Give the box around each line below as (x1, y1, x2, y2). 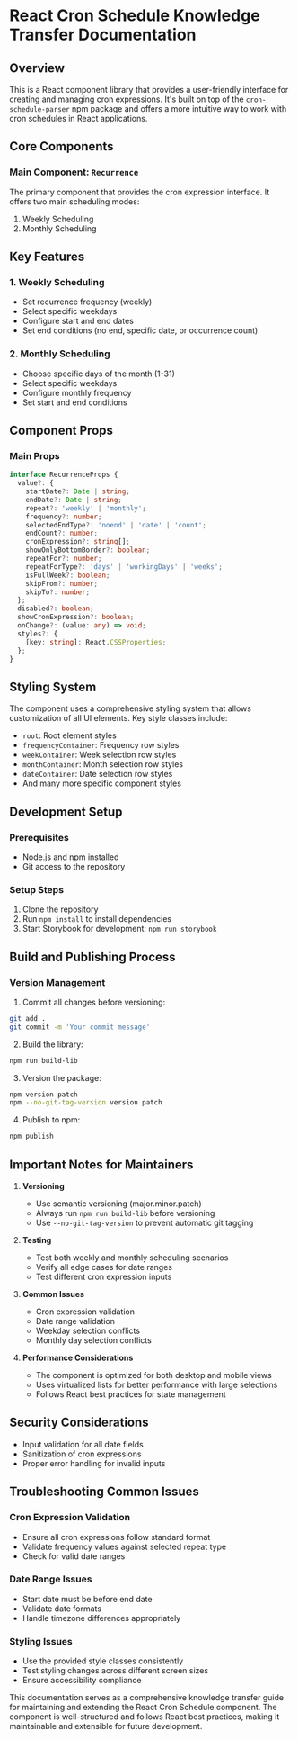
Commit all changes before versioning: (22, 996, 166, 1007)
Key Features (9, 249, 85, 265)
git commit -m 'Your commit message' (9, 1023, 151, 1032)
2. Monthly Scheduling (9, 347, 110, 360)
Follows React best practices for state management (35, 1389, 226, 1400)
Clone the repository (22, 904, 99, 915)
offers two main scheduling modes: (9, 195, 140, 207)
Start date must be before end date (22, 1593, 153, 1604)
